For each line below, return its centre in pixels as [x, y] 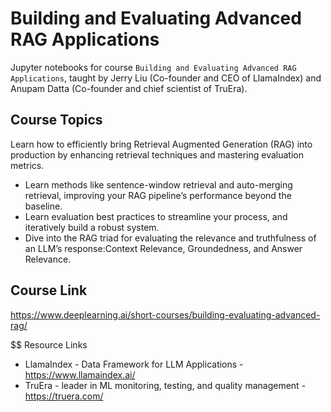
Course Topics [56, 120]
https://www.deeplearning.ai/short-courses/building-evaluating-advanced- [165, 314]
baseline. [43, 206]
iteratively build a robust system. [92, 227]
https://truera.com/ [64, 396]
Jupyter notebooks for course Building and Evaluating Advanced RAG [153, 67]
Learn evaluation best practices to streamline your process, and [156, 216]
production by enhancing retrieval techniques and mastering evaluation [157, 154]
